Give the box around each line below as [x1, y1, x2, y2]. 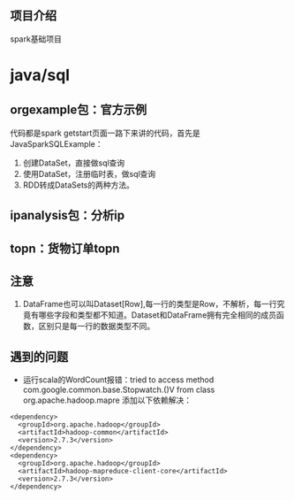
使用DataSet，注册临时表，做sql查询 [22, 168, 156, 179]
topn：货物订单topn [10, 241, 120, 256]
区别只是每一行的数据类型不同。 [38, 321, 155, 332]
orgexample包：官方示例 [10, 103, 147, 118]
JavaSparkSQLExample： [10, 138, 103, 149]
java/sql [10, 65, 70, 85]
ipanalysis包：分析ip [10, 208, 125, 223]
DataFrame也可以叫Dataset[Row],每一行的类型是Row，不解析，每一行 [22, 299, 277, 310]
